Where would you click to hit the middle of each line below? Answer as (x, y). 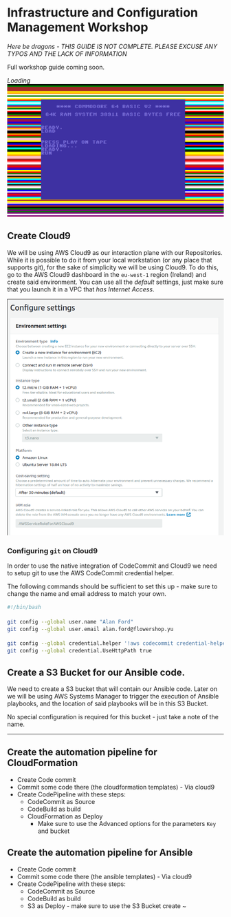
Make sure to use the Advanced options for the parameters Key (127, 823)
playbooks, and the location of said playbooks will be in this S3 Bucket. (108, 703)
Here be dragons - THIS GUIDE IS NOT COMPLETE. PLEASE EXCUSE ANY (112, 46)
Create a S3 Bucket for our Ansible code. (96, 672)
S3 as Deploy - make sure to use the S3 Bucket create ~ (107, 906)
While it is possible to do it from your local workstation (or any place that (110, 260)
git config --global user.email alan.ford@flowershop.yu (90, 629)
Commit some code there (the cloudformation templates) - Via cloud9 (116, 787)
